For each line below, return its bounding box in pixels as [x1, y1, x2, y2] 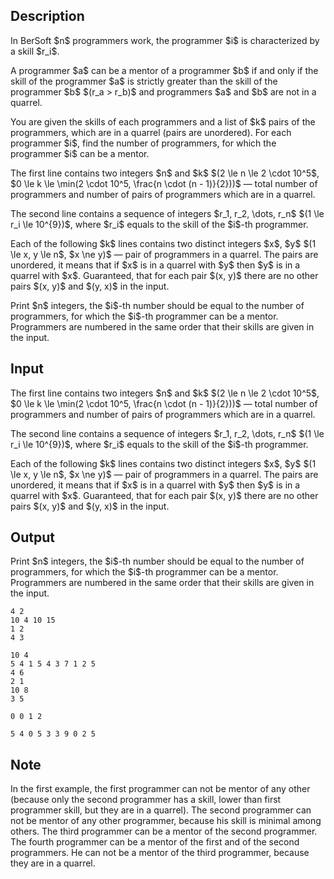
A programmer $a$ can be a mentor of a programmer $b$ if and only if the [10, 64, 319, 76]
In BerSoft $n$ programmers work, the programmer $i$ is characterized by [10, 34, 320, 46]
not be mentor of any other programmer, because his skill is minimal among [10, 815, 322, 827]
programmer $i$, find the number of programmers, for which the [10, 137, 277, 149]
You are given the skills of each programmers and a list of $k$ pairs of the [10, 115, 316, 128]
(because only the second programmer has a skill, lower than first [10, 794, 282, 806]
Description [10, 8, 85, 25]
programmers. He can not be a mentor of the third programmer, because [10, 847, 310, 859]
